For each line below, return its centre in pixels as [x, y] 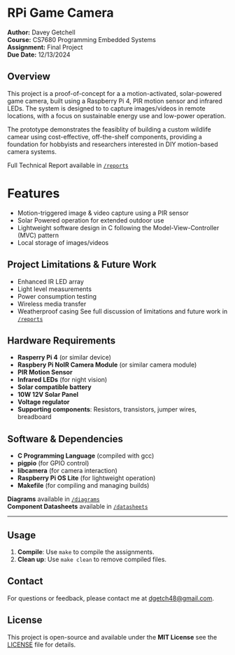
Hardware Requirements [62, 340]
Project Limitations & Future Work [82, 265]
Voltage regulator [43, 402]
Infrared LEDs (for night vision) [62, 380]
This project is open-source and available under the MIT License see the [112, 637]
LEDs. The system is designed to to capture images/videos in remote [107, 108]
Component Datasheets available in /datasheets [78, 507]
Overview [29, 77]
